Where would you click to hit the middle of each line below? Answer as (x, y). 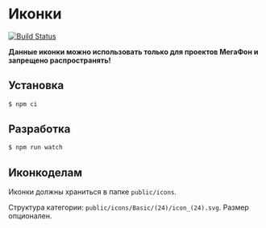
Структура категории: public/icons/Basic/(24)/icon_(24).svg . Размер (129, 208)
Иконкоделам (46, 172)
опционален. (30, 216)
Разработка (39, 129)
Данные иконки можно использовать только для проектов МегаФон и (133, 51)
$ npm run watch (35, 148)
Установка (36, 85)
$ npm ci (23, 104)
